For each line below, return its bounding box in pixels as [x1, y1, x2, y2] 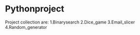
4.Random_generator [5, 24, 47, 30]
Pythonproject [5, 3, 65, 14]
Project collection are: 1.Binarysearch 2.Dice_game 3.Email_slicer [5, 19, 135, 25]
